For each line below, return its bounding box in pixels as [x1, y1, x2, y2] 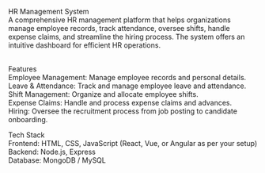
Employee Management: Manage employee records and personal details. [8, 73, 247, 82]
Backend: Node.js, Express [8, 147, 97, 156]
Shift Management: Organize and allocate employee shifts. [8, 90, 199, 98]
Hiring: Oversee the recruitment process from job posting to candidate [8, 106, 237, 116]
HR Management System [8, 7, 89, 16]
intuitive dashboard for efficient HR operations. [8, 40, 161, 50]
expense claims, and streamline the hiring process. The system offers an [8, 32, 245, 41]
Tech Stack [8, 130, 45, 140]
